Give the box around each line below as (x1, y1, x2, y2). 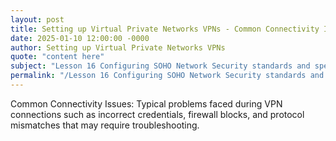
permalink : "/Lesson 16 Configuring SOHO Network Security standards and (10, 71, 325, 81)
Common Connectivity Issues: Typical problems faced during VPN (10, 97, 283, 110)
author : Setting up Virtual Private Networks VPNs (10, 42, 226, 53)
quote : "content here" (10, 52, 105, 62)
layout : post (10, 14, 65, 25)
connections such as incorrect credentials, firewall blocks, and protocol (10, 108, 305, 120)
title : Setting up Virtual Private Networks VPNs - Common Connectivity (10, 24, 320, 34)
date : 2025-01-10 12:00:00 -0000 (10, 33, 150, 43)
